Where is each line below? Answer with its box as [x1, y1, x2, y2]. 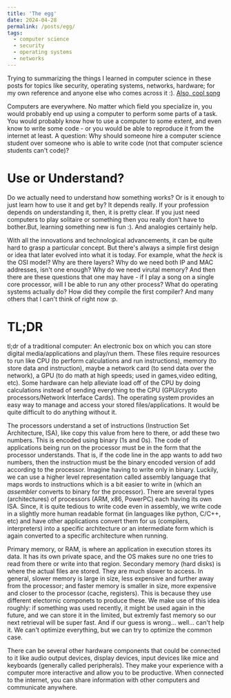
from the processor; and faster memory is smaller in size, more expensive [7, 581, 217, 589]
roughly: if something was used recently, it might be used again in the [7, 603, 205, 612]
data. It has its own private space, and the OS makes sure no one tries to [7, 552, 214, 560]
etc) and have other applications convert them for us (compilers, [7, 516, 190, 525]
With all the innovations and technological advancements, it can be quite [7, 236, 214, 244]
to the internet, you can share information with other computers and [7, 675, 200, 684]
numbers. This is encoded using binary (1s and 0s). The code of [7, 436, 189, 444]
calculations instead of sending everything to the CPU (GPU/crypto [7, 386, 198, 394]
